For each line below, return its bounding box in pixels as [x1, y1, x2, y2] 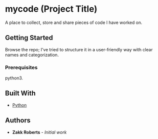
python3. [5, 75, 23, 81]
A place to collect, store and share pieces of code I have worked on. [5, 20, 143, 25]
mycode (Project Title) [5, 3, 98, 15]
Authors [5, 116, 31, 125]
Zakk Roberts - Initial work [12, 129, 67, 135]
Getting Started [5, 34, 53, 42]
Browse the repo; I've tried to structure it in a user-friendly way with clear [5, 46, 153, 52]
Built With [5, 89, 36, 98]
